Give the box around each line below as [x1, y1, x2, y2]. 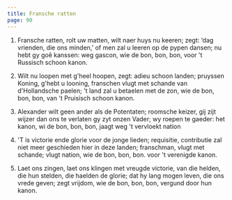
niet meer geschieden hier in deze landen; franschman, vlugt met [17, 143, 205, 151]
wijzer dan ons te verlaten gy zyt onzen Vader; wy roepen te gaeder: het [17, 114, 225, 123]
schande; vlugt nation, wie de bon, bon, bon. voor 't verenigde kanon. [17, 151, 217, 159]
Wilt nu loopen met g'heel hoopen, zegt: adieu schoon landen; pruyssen [17, 71, 224, 80]
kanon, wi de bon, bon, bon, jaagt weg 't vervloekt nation [17, 122, 181, 130]
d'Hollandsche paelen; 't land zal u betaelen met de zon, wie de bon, [17, 86, 215, 95]
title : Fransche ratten [7, 10, 77, 17]
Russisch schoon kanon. [17, 58, 88, 66]
